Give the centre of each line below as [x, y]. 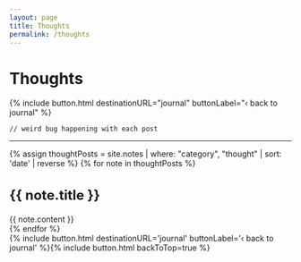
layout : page [34, 17]
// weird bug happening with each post [84, 129]
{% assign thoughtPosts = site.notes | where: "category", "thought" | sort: [146, 154]
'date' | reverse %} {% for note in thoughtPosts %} [103, 164]
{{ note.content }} [42, 219]
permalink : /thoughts [50, 34]
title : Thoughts [39, 26]
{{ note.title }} [55, 195]
